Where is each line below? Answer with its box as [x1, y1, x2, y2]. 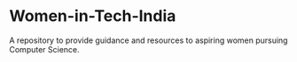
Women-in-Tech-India [9, 6, 176, 26]
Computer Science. [9, 44, 80, 54]
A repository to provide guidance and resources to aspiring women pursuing [9, 35, 288, 45]
